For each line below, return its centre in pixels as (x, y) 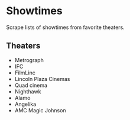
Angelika (25, 104)
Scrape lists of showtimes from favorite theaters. (66, 27)
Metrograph (29, 60)
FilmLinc (25, 73)
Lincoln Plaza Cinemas (42, 79)
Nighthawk (28, 91)
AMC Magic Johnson (40, 110)
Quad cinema (31, 85)
